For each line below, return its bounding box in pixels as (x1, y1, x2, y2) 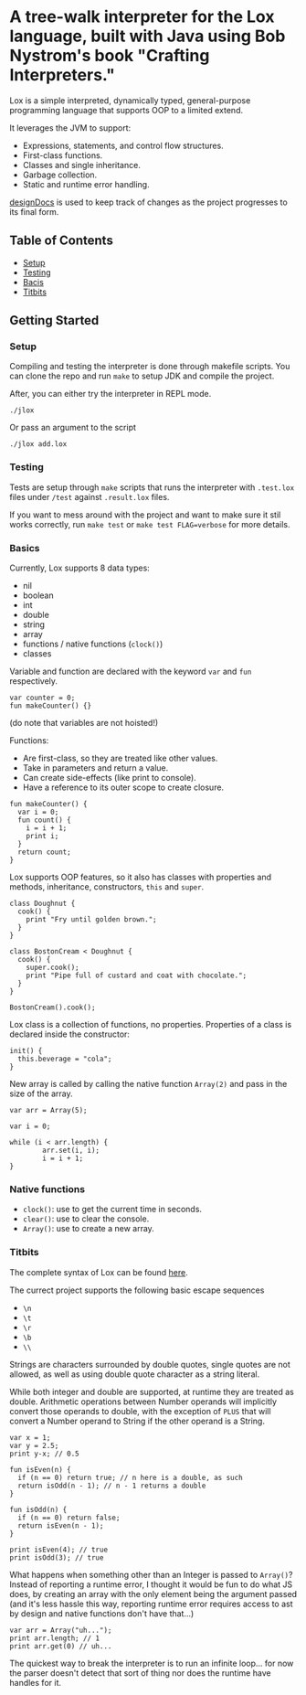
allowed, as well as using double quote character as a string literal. (9, 1369, 260, 1380)
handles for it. (9, 1677, 62, 1688)
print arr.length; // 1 (9, 1634, 100, 1643)
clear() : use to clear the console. (22, 1213, 150, 1224)
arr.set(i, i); (42, 1146, 100, 1156)
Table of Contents (9, 233, 114, 249)
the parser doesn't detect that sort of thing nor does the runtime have (9, 1667, 271, 1679)
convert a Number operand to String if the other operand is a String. (9, 1415, 265, 1426)
